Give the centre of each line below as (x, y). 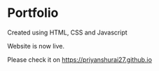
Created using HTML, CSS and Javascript (67, 32)
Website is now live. (36, 46)
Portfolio (33, 13)
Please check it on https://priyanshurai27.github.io (80, 59)
